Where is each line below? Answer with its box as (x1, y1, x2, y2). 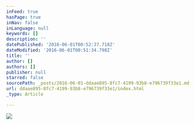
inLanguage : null (6, 25, 49, 31)
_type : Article (6, 91, 44, 97)
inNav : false (6, 20, 39, 25)
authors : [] (6, 63, 36, 70)
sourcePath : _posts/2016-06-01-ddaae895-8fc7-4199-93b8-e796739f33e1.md (6, 81, 190, 86)
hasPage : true (6, 14, 41, 20)
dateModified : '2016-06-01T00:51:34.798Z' (6, 47, 113, 53)
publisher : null (6, 69, 46, 75)
